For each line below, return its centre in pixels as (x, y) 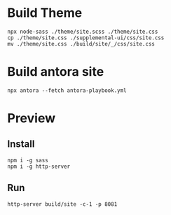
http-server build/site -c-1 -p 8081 (62, 204)
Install (21, 144)
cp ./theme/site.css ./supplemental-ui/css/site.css (86, 38)
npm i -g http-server (39, 167)
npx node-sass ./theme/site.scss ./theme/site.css (83, 32)
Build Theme (45, 13)
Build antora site (56, 72)
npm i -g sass (28, 160)
